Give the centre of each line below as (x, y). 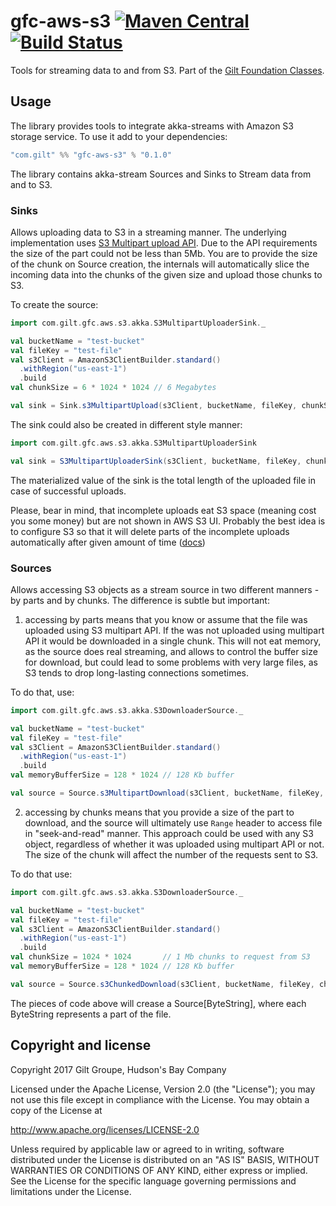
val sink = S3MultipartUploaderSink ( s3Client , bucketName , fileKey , (156, 461)
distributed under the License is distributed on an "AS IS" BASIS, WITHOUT (165, 1159)
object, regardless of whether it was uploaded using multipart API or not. (174, 844)
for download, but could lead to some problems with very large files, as (171, 662)
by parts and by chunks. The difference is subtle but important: (140, 600)
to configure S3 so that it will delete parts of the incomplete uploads (150, 531)
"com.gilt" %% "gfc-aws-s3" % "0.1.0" (91, 155)
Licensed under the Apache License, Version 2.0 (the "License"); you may (163, 1089)
